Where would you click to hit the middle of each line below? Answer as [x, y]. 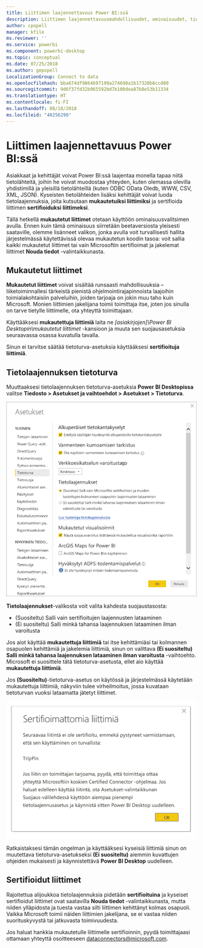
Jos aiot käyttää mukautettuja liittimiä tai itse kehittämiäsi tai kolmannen [97, 642]
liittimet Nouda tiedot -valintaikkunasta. [56, 251]
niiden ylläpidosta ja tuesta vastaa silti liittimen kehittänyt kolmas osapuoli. [98, 907]
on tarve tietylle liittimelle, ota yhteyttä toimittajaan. [70, 311]
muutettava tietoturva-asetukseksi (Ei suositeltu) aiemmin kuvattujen [92, 854]
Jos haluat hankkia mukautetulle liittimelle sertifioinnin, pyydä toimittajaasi [98, 932]
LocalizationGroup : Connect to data [52, 77]
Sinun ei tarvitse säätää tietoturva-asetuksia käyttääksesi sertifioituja [93, 347]
